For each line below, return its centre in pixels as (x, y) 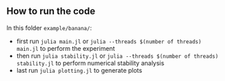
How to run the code (51, 11)
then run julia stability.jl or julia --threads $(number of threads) (117, 56)
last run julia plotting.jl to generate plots (79, 70)
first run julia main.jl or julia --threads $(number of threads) (109, 41)
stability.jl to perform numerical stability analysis (90, 63)
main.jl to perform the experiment (66, 48)
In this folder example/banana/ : (49, 27)
